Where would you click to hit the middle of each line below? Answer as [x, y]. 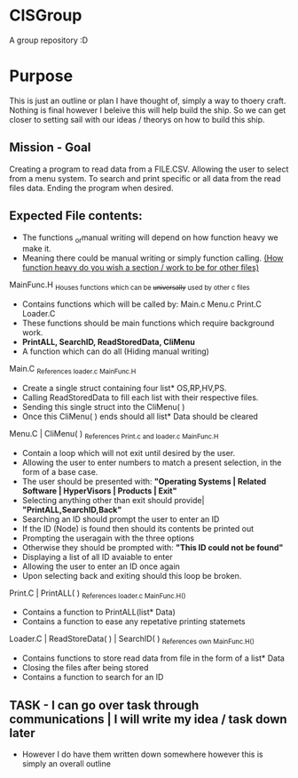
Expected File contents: [76, 216]
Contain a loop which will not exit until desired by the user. [129, 453]
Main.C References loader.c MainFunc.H [73, 370]
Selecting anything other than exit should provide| [113, 500]
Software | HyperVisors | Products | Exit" [99, 491]
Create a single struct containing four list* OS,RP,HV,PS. [124, 388]
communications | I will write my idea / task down [148, 719]
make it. [36, 249]
